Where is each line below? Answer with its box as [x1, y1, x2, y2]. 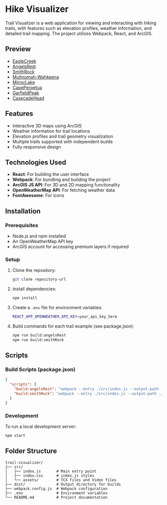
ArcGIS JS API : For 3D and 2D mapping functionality [12, 182, 120, 188]
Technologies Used [5, 158, 66, 167]
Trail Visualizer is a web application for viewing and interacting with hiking [5, 20, 157, 26]
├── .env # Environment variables [5, 491, 108, 496]
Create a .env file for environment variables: [12, 305, 103, 311]
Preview [5, 45, 31, 53]
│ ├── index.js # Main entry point [5, 469, 97, 474]
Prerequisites [5, 222, 38, 229]
